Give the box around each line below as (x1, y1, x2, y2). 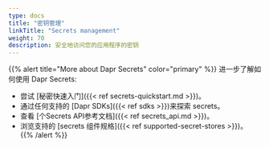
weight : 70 (8, 34, 45, 42)
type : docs (8, 11, 45, 20)
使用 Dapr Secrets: (14, 74, 77, 84)
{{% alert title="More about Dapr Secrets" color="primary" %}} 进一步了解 (8, 65, 255, 74)
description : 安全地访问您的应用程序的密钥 (8, 42, 139, 50)
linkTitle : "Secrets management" (8, 26, 120, 34)
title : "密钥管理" (8, 19, 66, 27)
